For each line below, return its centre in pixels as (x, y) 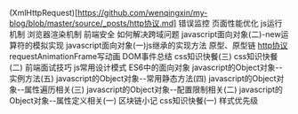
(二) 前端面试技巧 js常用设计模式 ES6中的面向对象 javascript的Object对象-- (146, 67)
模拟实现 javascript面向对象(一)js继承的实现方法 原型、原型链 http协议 (160, 45)
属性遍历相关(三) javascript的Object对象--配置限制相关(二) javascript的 (153, 89)
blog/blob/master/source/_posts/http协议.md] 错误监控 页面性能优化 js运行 (146, 23)
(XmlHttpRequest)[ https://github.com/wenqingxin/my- (109, 13)
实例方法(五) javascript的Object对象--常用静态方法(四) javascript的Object (143, 78)
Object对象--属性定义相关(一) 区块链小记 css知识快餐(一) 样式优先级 (134, 100)
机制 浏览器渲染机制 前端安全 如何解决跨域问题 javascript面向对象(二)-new (145, 34)
